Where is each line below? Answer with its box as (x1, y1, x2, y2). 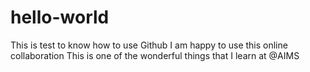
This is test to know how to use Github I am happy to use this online (10, 39, 288, 51)
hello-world (10, 6, 110, 29)
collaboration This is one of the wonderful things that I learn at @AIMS (10, 49, 300, 61)
